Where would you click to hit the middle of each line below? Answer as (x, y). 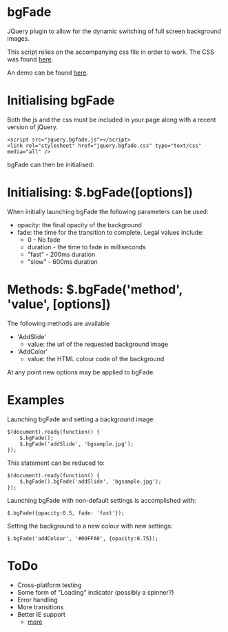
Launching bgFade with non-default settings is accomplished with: (102, 500)
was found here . (30, 59)
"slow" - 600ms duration (62, 261)
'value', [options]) (59, 304)
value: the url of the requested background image (98, 344)
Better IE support (41, 614)
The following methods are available (59, 323)
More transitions (40, 607)
